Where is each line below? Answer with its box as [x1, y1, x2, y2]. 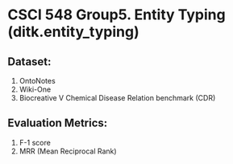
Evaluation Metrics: [7, 117, 108, 130]
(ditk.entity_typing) [7, 23, 139, 41]
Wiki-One [19, 84, 52, 94]
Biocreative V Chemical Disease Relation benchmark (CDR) [19, 93, 216, 102]
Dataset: [7, 55, 52, 68]
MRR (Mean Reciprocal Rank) [19, 146, 118, 156]
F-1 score [19, 137, 52, 147]
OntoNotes [19, 76, 56, 85]
